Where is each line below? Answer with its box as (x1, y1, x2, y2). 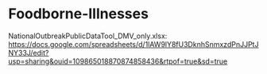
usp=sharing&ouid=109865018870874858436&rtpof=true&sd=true (8, 56, 228, 66)
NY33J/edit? (8, 48, 49, 57)
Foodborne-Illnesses (8, 5, 149, 23)
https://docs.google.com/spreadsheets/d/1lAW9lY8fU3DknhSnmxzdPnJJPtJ (8, 39, 259, 49)
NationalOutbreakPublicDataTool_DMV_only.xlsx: (8, 31, 168, 41)
